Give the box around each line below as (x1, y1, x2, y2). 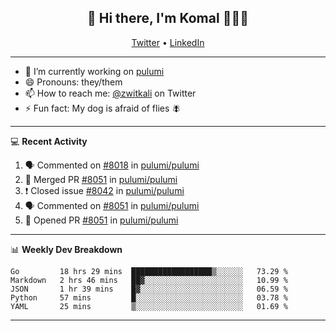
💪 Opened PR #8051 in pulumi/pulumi (24, 214, 179, 226)
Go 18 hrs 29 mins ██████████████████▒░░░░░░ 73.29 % (10, 266, 288, 276)
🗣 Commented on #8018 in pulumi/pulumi (24, 159, 200, 171)
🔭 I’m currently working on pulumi (24, 65, 165, 77)
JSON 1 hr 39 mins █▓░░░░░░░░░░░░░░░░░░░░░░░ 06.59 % (10, 284, 288, 294)
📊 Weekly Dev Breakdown (10, 243, 123, 255)
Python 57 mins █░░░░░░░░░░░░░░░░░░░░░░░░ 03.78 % (10, 292, 288, 303)
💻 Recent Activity (10, 135, 88, 147)
